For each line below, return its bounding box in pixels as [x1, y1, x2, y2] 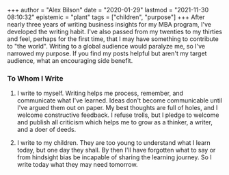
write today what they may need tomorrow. [16, 161, 138, 169]
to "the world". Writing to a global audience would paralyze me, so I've [7, 42, 206, 50]
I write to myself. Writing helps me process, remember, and [16, 89, 183, 98]
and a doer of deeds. [16, 126, 77, 134]
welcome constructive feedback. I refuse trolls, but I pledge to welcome [16, 111, 219, 119]
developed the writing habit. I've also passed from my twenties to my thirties [7, 27, 222, 36]
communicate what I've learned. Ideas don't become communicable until [16, 96, 223, 105]
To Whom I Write [7, 73, 64, 83]
